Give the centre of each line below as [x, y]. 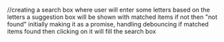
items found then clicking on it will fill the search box [82, 31]
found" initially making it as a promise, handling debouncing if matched [108, 24]
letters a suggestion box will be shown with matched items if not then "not [112, 17]
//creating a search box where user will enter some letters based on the [109, 10]
